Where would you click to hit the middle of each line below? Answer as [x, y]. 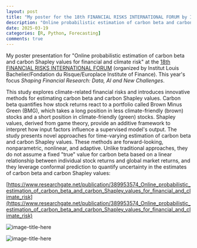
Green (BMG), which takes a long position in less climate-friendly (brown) [95, 110]
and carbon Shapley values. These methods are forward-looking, [85, 142]
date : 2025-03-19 [27, 28]
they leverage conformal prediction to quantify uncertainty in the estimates [96, 167]
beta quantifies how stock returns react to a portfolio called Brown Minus [94, 104]
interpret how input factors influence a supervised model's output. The [91, 129]
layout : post [22, 11]
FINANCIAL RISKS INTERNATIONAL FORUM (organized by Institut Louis [93, 68]
